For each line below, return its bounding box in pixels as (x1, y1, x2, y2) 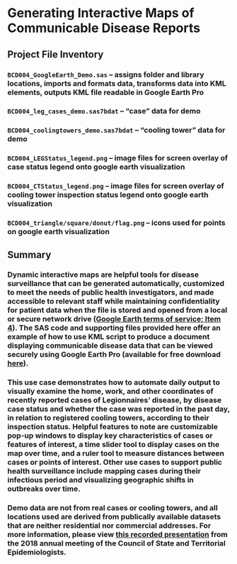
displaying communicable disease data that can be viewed (7, 341, 214, 350)
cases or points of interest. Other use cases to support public (7, 458, 223, 468)
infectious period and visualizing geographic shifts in (7, 475, 195, 485)
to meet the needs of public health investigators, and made (7, 287, 214, 297)
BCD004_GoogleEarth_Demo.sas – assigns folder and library (7, 70, 204, 79)
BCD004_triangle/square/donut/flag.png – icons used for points (7, 218, 226, 228)
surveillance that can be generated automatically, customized (7, 279, 225, 289)
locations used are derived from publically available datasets (7, 512, 221, 522)
